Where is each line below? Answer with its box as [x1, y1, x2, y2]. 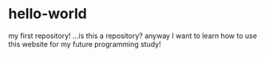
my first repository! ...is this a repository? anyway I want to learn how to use [8, 31, 258, 40]
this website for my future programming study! [8, 39, 161, 48]
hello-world [8, 5, 88, 23]
